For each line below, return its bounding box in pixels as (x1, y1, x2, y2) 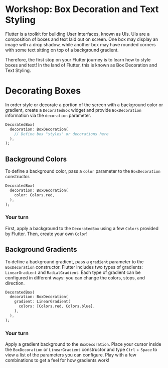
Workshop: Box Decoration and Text (5, 4, 159, 15)
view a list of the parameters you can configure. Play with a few (5, 351, 136, 358)
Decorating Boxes (5, 85, 81, 97)
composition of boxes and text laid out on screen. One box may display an (5, 36, 158, 42)
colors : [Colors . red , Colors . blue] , (18, 304, 95, 309)
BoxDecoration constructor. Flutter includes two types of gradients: (5, 264, 143, 270)
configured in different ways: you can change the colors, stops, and (5, 274, 145, 280)
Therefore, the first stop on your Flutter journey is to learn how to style (5, 56, 151, 62)
